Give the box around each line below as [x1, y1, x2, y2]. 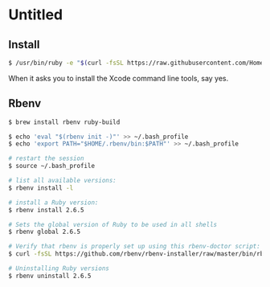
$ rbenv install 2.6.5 [8, 206, 84, 214]
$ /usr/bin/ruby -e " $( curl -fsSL [8, 59, 125, 67]
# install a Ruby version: [8, 199, 99, 207]
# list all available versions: [8, 177, 117, 185]
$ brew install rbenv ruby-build [8, 118, 121, 126]
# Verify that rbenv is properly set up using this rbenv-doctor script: [8, 243, 261, 251]
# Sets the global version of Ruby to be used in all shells [8, 220, 218, 228]
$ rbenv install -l [8, 183, 74, 192]
